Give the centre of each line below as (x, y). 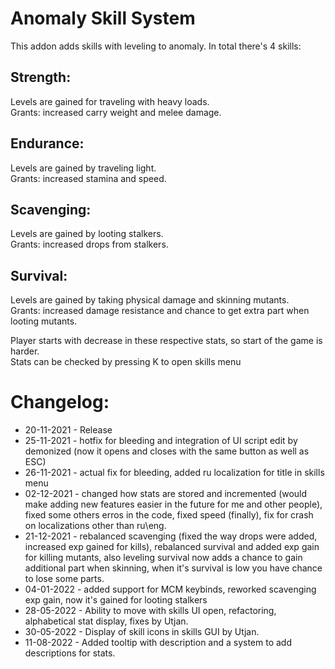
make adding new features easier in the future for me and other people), (173, 504)
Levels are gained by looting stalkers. (87, 234)
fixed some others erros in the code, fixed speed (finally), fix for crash (169, 515)
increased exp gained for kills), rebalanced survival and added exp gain (172, 547)
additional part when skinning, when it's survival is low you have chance (173, 568)
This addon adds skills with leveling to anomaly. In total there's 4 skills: (156, 46)
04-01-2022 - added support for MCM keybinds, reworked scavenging (170, 589)
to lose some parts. (64, 579)
